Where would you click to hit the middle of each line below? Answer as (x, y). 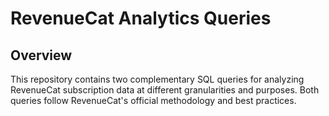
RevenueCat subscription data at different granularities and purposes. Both (165, 90)
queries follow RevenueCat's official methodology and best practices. (153, 100)
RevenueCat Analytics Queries (141, 18)
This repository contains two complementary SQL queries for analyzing (157, 79)
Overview (41, 55)
